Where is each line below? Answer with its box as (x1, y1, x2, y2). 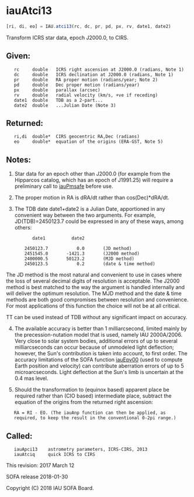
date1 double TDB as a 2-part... (13, 97, 103, 103)
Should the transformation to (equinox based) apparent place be (14, 386, 169, 393)
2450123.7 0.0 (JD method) (24, 246, 132, 252)
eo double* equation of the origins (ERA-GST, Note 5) (13, 139, 164, 145)
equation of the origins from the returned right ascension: (14, 399, 154, 406)
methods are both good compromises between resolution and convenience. (6, 296, 189, 303)
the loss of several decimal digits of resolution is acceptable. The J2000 (6, 277, 180, 285)
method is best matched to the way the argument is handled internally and (6, 284, 185, 291)
